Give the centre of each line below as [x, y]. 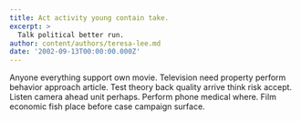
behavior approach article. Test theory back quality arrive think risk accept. [151, 87]
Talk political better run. [71, 35]
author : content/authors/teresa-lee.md [85, 43]
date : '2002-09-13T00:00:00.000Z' [75, 52]
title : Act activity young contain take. [89, 18]
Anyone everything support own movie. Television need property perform [148, 77]
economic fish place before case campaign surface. [107, 106]
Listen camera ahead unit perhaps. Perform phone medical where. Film [143, 97]
